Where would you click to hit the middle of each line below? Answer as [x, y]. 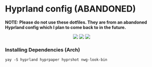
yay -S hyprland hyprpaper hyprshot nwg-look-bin [56, 60]
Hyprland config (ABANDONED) [70, 9]
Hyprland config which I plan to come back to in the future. [66, 27]
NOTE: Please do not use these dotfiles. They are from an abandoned [76, 22]
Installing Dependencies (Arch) [42, 50]
